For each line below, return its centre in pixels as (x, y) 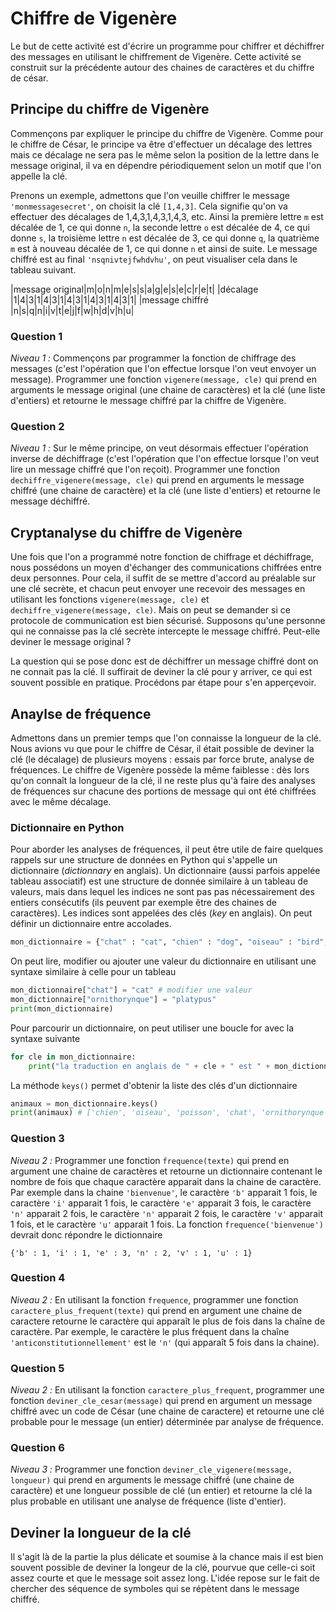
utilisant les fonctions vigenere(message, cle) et (110, 599)
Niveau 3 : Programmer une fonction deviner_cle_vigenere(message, (151, 1469)
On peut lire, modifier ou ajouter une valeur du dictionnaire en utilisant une (163, 961)
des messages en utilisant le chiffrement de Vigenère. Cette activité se (156, 56)
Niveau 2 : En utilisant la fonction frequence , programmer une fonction (154, 1299)
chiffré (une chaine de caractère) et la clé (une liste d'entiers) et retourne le (165, 491)
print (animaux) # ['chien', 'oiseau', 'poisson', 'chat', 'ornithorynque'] (171, 1113)
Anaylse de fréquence (81, 713)
